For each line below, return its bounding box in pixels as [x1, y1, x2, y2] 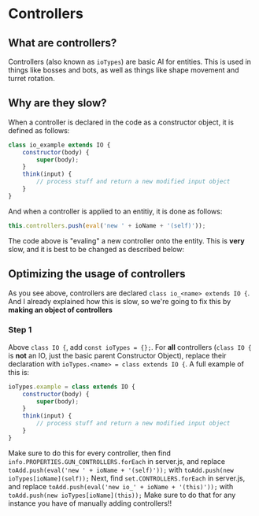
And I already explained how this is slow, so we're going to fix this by [8, 296, 231, 306]
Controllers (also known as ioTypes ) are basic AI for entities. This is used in [8, 57, 252, 66]
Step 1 [8, 325, 32, 336]
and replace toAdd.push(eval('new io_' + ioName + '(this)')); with [8, 481, 234, 491]
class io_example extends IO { [8, 141, 111, 149]
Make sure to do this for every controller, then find [8, 448, 171, 458]
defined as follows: [8, 125, 70, 135]
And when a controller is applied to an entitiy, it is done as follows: [8, 206, 223, 216]
